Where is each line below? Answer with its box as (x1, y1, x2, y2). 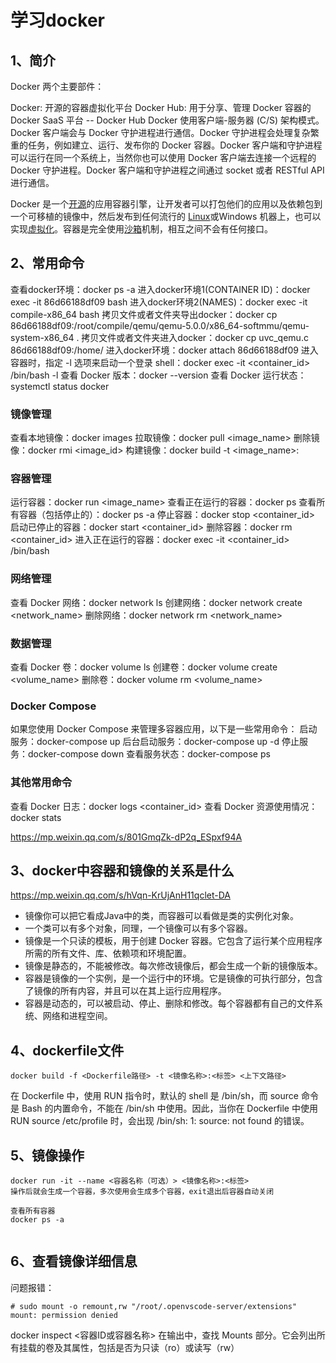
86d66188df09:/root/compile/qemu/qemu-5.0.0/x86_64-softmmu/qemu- (10, 319, 310, 331)
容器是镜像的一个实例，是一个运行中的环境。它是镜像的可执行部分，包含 (24, 972, 323, 985)
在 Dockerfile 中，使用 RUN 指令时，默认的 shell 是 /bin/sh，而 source (10, 1090, 299, 1102)
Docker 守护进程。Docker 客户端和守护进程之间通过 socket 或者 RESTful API (10, 164, 325, 176)
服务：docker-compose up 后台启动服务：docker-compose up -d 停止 (10, 736, 300, 748)
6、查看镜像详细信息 (10, 1253, 138, 1270)
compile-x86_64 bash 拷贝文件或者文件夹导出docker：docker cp (10, 308, 278, 320)
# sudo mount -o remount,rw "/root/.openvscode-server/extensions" (10, 1301, 298, 1311)
